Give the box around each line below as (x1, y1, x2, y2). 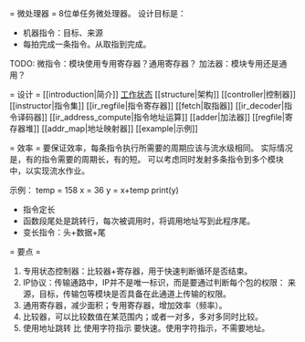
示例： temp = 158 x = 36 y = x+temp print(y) (9, 185, 180, 195)
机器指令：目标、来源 (22, 27, 103, 38)
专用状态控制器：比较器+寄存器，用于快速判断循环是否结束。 (22, 265, 253, 276)
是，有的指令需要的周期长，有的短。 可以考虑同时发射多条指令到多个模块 (9, 154, 284, 164)
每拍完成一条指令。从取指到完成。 (22, 39, 152, 49)
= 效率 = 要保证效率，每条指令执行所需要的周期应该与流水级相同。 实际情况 (9, 142, 294, 153)
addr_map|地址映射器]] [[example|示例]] (47, 123, 198, 134)
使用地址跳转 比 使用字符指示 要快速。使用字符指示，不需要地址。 (22, 323, 270, 333)
